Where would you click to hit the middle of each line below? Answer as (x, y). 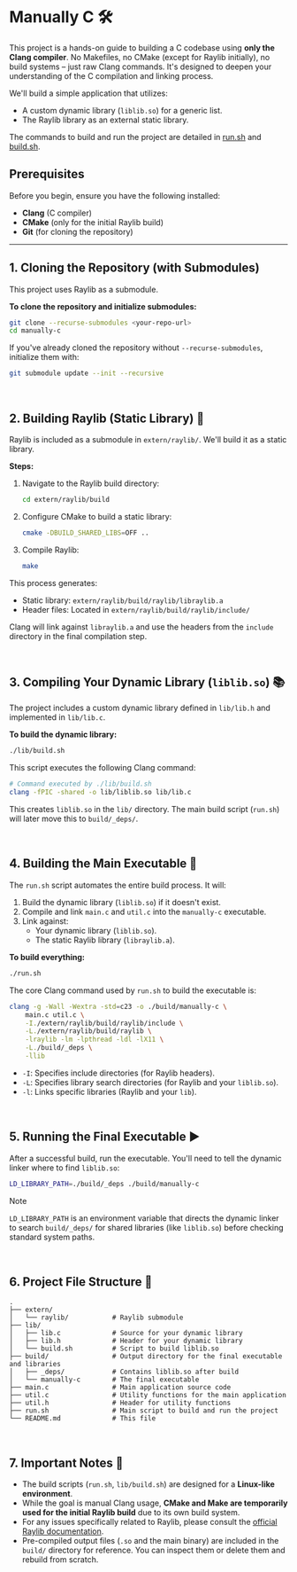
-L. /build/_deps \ (59, 1048)
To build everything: (47, 957)
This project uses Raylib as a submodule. (84, 289)
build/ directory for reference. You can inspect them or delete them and (153, 1550)
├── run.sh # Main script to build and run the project (144, 1411)
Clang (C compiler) (57, 213)
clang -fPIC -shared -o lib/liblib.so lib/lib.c (100, 793)
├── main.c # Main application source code (120, 1388)
